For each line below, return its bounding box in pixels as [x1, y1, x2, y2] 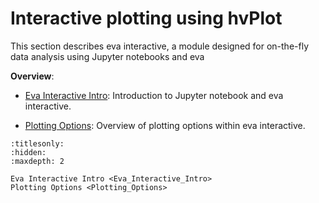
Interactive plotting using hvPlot [10, 7, 283, 30]
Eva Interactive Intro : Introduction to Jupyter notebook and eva [24, 89, 284, 101]
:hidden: [10, 147, 47, 157]
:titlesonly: [10, 138, 65, 149]
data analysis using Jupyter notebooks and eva [10, 50, 205, 62]
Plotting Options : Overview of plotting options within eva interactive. [24, 119, 306, 131]
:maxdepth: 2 [10, 156, 65, 166]
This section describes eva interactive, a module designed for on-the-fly [10, 40, 310, 52]
